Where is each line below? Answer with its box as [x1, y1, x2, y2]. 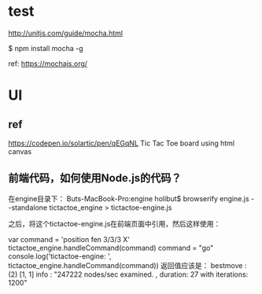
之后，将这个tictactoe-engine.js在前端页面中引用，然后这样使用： [8, 219, 221, 228]
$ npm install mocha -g [8, 43, 84, 53]
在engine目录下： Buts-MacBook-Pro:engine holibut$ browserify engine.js [8, 193, 249, 203]
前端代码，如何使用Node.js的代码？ [8, 171, 183, 185]
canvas [8, 146, 32, 156]
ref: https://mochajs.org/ [8, 58, 88, 68]
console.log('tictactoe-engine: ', [8, 251, 112, 261]
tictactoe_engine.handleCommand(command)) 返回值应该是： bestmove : [8, 260, 247, 270]
